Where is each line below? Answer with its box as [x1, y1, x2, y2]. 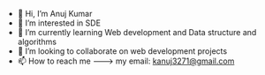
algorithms [17, 36, 57, 47]
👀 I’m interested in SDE [17, 18, 102, 28]
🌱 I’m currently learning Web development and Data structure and [17, 27, 257, 37]
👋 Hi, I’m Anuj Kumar [17, 9, 93, 19]
